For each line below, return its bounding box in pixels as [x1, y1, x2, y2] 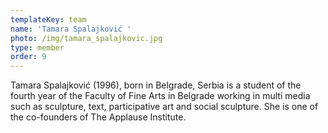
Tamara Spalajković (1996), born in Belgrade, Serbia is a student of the [10, 79, 302, 91]
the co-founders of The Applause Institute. [10, 111, 187, 123]
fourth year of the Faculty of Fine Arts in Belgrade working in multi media [10, 90, 311, 102]
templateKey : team [10, 14, 87, 25]
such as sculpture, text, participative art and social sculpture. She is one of [10, 101, 319, 113]
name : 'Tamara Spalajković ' [10, 24, 132, 34]
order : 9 [10, 52, 47, 62]
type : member [10, 42, 65, 53]
